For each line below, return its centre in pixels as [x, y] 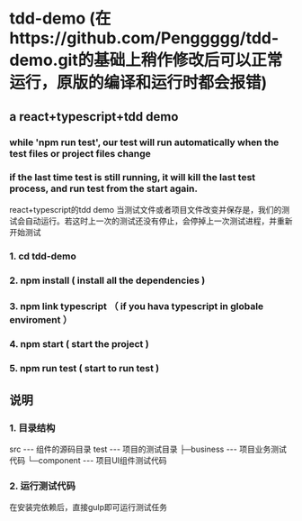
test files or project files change [80, 153]
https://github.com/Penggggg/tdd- [144, 38]
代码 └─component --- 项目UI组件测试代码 [89, 461]
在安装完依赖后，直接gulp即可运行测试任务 [89, 507]
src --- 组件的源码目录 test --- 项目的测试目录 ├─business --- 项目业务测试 [148, 449]
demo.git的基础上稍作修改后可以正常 [146, 60]
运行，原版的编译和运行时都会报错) [138, 83]
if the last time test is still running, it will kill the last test [133, 178]
